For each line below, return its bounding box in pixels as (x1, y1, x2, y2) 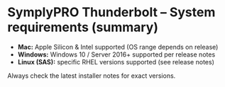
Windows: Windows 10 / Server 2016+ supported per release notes (17, 50, 216, 59)
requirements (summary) (7, 19, 158, 35)
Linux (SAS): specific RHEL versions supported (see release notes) (17, 57, 214, 66)
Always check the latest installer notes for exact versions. (7, 71, 176, 80)
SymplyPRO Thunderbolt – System (7, 4, 216, 21)
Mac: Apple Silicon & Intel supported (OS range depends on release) (17, 42, 219, 51)
